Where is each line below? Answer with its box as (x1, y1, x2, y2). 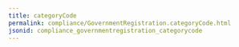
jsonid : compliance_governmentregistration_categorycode (8, 26, 203, 34)
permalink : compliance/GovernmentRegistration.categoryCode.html (8, 19, 231, 27)
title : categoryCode (8, 11, 78, 20)
